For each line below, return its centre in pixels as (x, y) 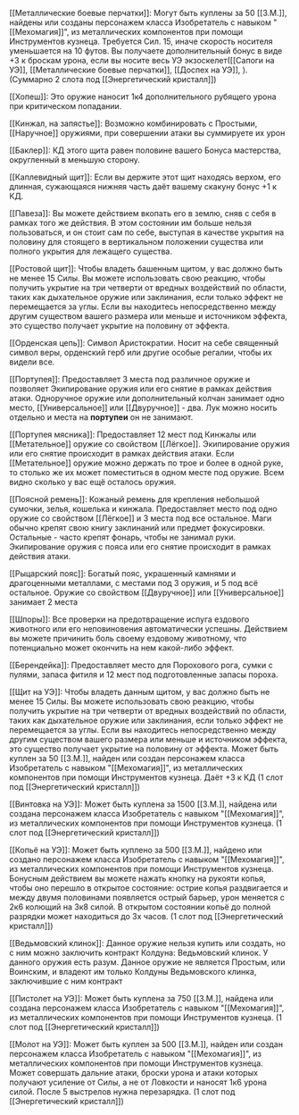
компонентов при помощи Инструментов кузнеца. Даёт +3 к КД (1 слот (146, 777)
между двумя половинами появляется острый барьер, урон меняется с (147, 897)
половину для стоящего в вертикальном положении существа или (136, 242)
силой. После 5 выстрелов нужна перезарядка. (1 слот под (122, 1092)
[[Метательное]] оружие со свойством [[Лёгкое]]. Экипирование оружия (149, 444)
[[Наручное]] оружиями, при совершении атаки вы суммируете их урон (147, 133)
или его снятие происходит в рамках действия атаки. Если (122, 453)
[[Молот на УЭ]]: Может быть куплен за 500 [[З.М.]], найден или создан (146, 1044)
